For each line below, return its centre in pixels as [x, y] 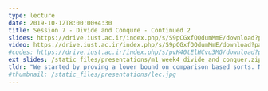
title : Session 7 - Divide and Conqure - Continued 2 [100, 30]
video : [19, 45]
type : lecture [32, 15]
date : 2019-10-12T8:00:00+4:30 [60, 23]
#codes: [21, 52]
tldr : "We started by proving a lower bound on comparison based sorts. [132, 67]
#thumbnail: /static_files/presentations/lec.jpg [93, 74]
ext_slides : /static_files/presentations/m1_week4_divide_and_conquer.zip [135, 60]
